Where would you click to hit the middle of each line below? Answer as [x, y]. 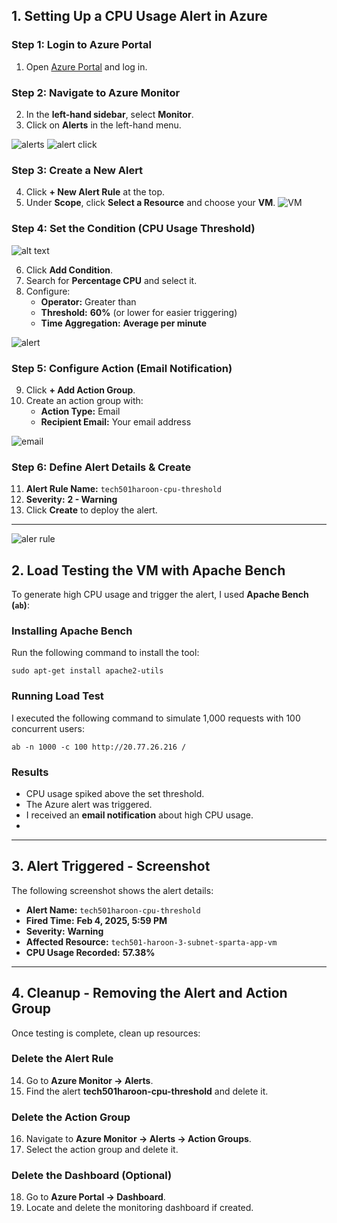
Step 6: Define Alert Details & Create [101, 467]
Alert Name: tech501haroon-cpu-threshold [113, 910]
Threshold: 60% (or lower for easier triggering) [139, 312]
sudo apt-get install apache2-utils [87, 671]
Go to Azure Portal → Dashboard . [95, 1197]
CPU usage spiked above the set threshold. [115, 793]
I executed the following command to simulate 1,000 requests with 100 [156, 718]
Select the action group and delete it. [102, 1150]
